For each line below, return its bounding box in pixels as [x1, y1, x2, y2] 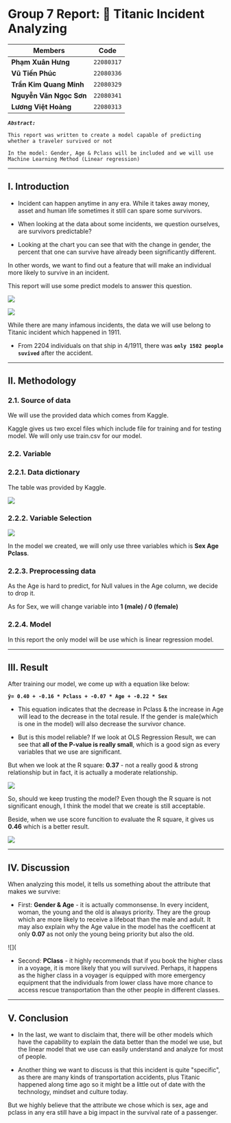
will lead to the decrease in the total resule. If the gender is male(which [17, 712, 218, 721]
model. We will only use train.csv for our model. [8, 432, 143, 440]
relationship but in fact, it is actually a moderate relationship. [8, 768, 178, 776]
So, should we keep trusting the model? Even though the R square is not [8, 794, 212, 803]
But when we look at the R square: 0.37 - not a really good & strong [8, 761, 198, 770]
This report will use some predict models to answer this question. [8, 281, 193, 290]
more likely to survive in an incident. [8, 268, 110, 276]
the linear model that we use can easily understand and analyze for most [17, 1045, 223, 1053]
